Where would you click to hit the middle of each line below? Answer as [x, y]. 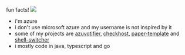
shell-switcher [32, 40]
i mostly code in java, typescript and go [62, 46]
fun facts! [18, 10]
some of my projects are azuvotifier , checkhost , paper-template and [97, 33]
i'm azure [26, 21]
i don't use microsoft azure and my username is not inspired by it [93, 27]
